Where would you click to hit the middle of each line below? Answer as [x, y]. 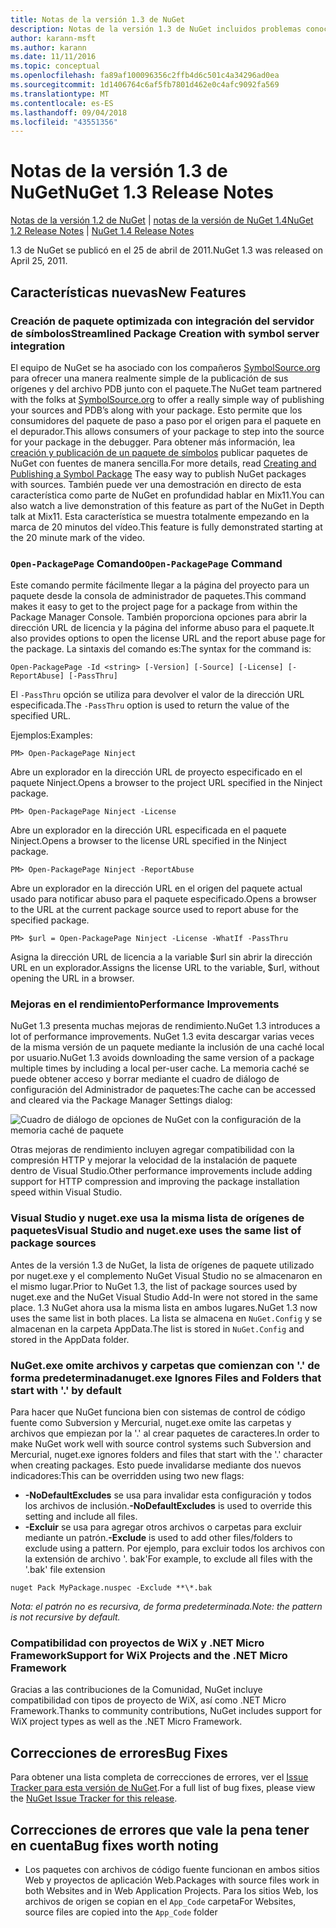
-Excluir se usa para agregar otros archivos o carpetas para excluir [163, 1527]
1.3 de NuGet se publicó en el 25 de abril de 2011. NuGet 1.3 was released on [166, 250]
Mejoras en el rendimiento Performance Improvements [145, 1004]
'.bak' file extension [65, 1570]
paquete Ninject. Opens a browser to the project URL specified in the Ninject [166, 783]
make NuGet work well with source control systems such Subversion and [161, 1444]
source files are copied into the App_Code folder [121, 1912]
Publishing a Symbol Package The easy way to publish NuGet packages [158, 473]
